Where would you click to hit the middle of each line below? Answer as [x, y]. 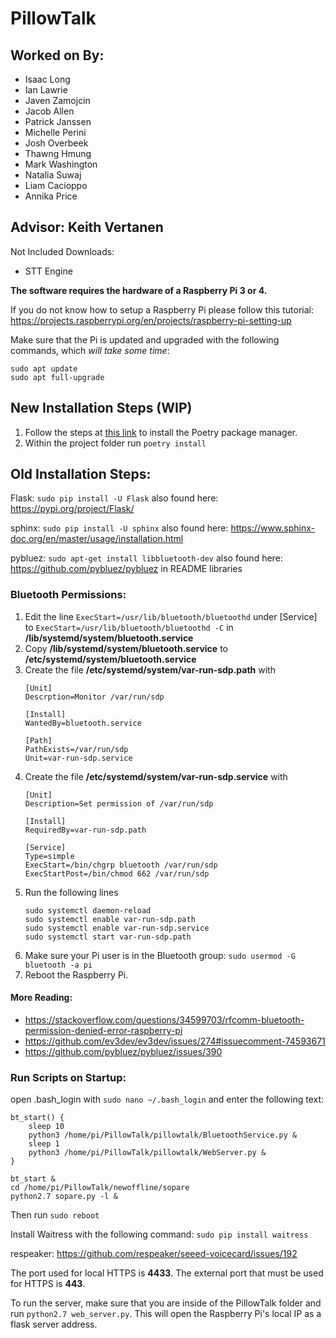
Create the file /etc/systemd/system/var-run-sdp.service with [156, 776]
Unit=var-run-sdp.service [78, 758]
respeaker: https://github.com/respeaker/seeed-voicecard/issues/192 [154, 1254]
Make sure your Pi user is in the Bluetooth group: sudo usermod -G [160, 955]
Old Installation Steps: [81, 474]
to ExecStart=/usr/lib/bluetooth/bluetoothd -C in [129, 627]
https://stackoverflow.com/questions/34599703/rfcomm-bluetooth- [164, 1019]
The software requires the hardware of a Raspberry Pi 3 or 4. [139, 290]
